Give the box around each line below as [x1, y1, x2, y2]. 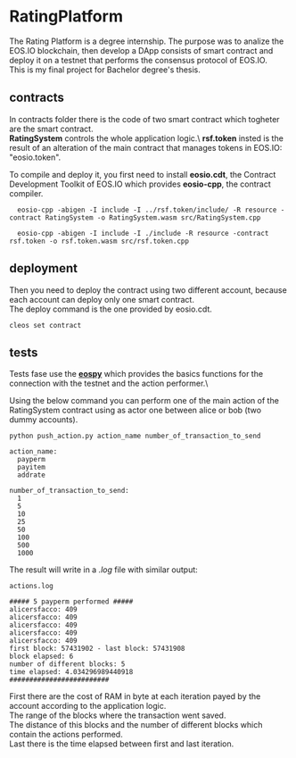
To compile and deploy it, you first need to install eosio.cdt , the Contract [9, 169, 276, 179]
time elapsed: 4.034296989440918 [9, 668, 134, 677]
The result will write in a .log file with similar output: [9, 564, 198, 575]
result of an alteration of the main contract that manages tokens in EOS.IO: [9, 142, 283, 153]
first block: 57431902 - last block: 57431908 [9, 645, 185, 654]
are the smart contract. [9, 123, 94, 134]
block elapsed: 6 [9, 652, 74, 662]
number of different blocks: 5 [9, 660, 126, 669]
